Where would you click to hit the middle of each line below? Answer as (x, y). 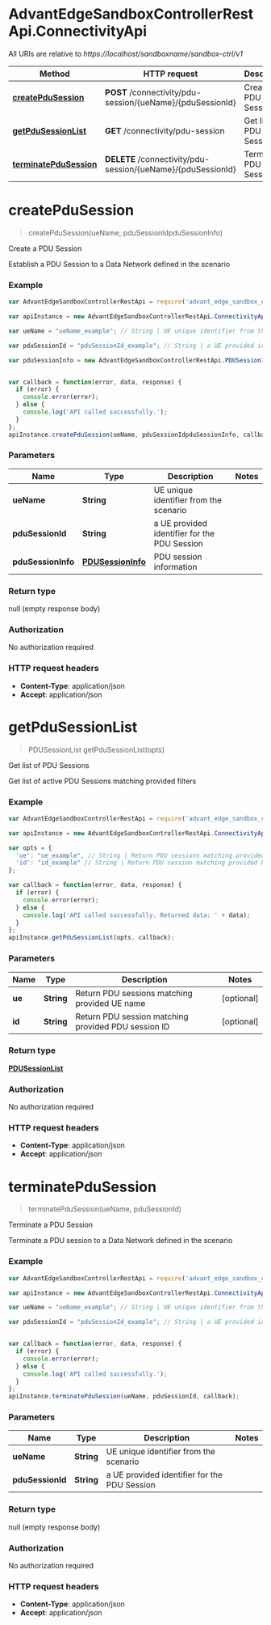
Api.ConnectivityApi (78, 31)
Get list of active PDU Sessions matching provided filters (102, 781)
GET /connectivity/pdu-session (165, 130)
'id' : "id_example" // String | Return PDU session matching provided (137, 863)
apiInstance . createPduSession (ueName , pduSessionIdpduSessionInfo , (124, 435)
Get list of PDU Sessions (49, 765)
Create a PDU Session (45, 248)
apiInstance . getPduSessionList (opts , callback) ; (92, 938)
